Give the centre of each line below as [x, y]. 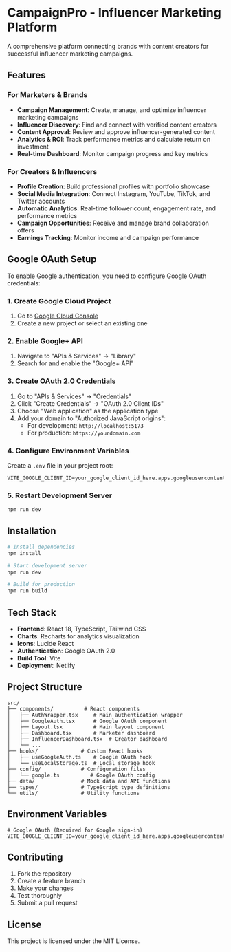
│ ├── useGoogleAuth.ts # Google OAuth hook [80, 757]
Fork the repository [44, 874]
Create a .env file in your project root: [60, 465]
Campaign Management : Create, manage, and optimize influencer [112, 110]
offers [25, 230]
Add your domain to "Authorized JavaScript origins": [91, 418]
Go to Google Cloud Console [57, 316]
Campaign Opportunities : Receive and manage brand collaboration [113, 223]
